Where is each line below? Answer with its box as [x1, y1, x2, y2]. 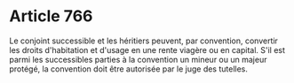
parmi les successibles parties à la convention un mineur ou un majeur [9, 54, 267, 64]
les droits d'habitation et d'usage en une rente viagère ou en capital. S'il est [9, 44, 286, 55]
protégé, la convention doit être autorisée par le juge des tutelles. [9, 64, 249, 74]
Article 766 [9, 6, 93, 26]
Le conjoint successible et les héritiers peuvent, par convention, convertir [9, 35, 278, 46]
